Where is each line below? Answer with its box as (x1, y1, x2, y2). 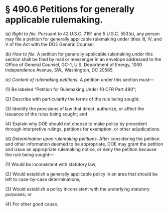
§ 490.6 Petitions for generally (5, 3, 135, 15)
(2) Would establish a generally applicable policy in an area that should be (5, 171, 158, 177)
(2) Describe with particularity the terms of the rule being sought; (5, 96, 140, 102)
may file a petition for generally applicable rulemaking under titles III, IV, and (5, 36, 162, 42)
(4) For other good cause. (5, 201, 59, 207)
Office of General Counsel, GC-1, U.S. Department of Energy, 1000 (5, 61, 142, 67)
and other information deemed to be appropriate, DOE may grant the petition (5, 141, 163, 147)
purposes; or (5, 191, 32, 197)
